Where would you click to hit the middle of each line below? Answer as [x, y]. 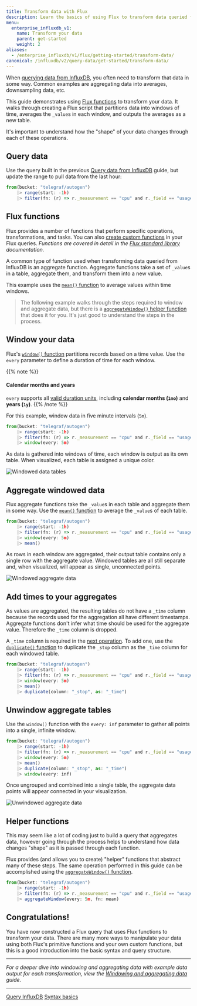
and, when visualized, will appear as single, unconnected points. [84, 567]
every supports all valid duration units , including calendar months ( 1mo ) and [97, 398]
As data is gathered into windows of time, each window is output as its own [97, 454]
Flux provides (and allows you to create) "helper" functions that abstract [93, 860]
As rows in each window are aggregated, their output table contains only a [96, 554]
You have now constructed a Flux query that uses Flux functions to [87, 931]
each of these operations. [37, 138]
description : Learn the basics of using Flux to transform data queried [97, 17]
